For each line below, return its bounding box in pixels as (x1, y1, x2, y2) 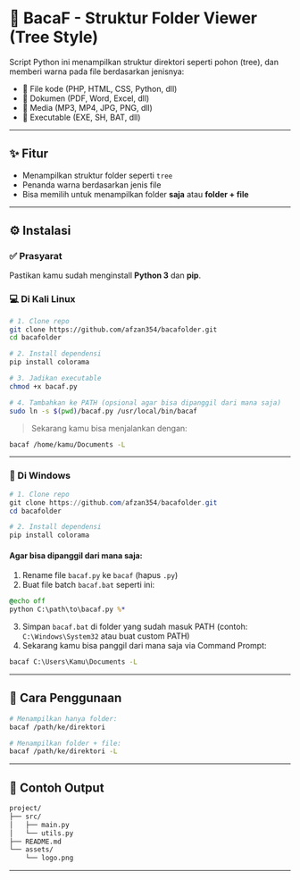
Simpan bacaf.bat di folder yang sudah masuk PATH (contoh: (21, 621, 248, 633)
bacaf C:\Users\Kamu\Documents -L (9, 658, 138, 666)
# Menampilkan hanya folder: (9, 714, 118, 723)
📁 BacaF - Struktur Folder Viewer (9, 8, 258, 29)
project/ (9, 804, 42, 813)
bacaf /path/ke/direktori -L (9, 747, 118, 756)
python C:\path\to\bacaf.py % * (9, 605, 126, 615)
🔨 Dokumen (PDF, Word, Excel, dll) (21, 93, 150, 104)
